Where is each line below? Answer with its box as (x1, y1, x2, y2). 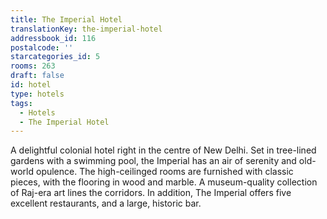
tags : (10, 98, 33, 108)
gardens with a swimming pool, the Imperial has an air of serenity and (10, 155, 297, 167)
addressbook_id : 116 (10, 33, 97, 43)
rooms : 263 (10, 61, 56, 71)
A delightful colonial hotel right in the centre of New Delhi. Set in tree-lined (10, 144, 317, 156)
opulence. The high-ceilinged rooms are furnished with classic (35, 166, 294, 178)
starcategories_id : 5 (10, 52, 101, 62)
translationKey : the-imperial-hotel (10, 24, 163, 34)
